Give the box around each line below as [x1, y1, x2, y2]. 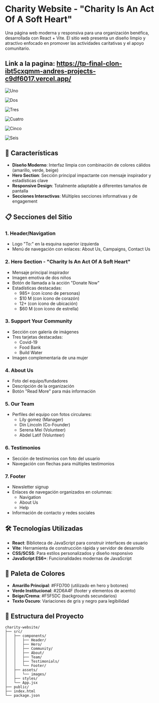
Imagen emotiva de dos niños [12, 274, 71, 281]
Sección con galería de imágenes [12, 329, 79, 335]
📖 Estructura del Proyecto [5, 612, 84, 621]
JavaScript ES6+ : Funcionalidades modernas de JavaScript [12, 555, 132, 561]
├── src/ [5, 629, 23, 634]
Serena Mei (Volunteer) [19, 427, 66, 433]
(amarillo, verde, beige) [12, 167, 59, 173]
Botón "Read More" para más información [12, 388, 96, 394]
